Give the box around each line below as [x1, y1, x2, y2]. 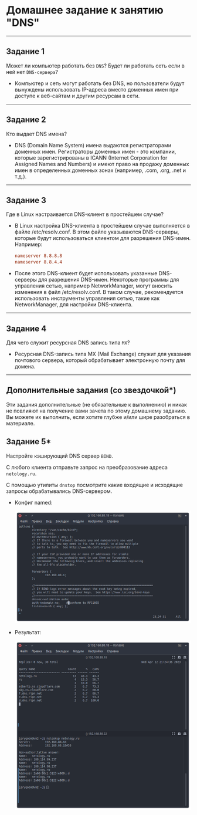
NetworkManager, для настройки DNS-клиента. [14, 301, 133, 308]
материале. [6, 420, 35, 427]
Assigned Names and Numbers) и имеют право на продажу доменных [14, 160, 189, 167]
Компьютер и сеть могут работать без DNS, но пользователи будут [14, 80, 185, 87]
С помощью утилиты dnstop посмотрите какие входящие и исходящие [6, 481, 184, 488]
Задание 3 [6, 195, 46, 205]
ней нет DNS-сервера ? [6, 68, 59, 75]
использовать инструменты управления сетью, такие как [14, 295, 160, 302]
